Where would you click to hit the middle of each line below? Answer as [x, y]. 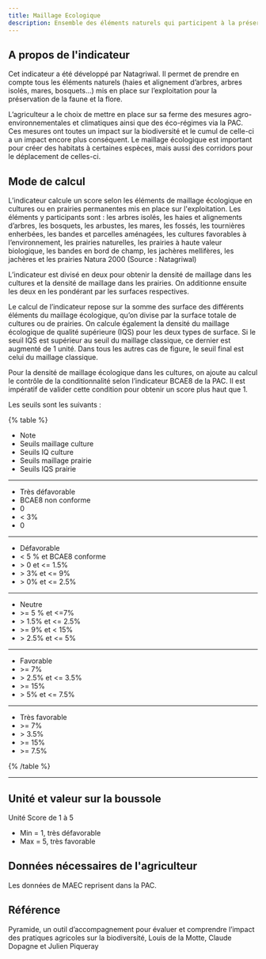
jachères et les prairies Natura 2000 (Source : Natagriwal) [103, 260]
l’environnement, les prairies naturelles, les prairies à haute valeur [115, 243]
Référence [34, 910]
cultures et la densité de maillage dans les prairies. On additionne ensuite [127, 283]
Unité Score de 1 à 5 [41, 817]
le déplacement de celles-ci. [55, 157]
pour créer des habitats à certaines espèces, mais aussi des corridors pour [131, 148]
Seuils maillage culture [57, 444]
